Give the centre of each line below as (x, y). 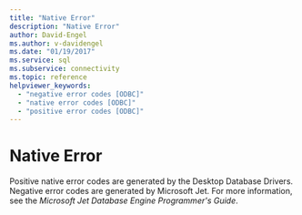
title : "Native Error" (52, 18)
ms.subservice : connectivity (65, 69)
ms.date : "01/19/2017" (52, 52)
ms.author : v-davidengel (56, 43)
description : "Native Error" (65, 26)
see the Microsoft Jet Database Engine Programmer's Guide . (124, 200)
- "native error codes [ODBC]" (77, 102)
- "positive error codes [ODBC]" (81, 111)
